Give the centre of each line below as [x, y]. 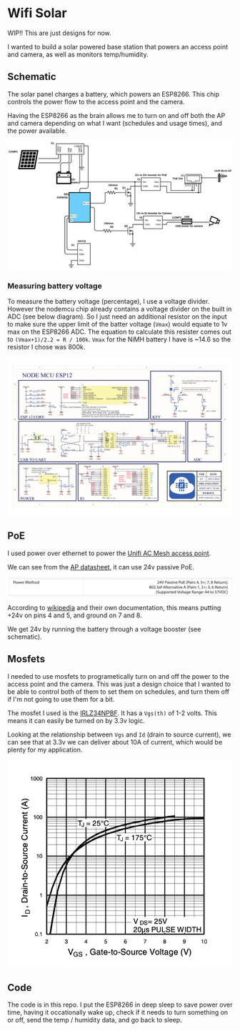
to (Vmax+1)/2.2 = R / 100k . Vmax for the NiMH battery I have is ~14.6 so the [119, 339]
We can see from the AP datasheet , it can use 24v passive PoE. [101, 567]
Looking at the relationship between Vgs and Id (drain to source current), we [119, 734]
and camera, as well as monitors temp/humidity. [78, 54]
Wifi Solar [37, 13]
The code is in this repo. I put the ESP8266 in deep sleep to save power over [120, 1005]
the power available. [37, 131]
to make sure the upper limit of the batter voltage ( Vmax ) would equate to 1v [117, 324]
